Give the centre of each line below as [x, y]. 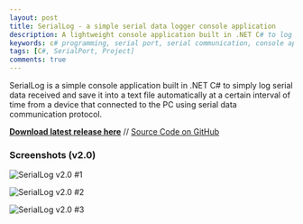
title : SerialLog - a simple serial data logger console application [143, 26]
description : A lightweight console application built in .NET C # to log [151, 34]
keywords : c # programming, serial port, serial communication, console [147, 43]
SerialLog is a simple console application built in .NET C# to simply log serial [151, 85]
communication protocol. [56, 114]
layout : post [34, 18]
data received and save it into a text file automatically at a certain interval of [150, 95]
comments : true [38, 60]
